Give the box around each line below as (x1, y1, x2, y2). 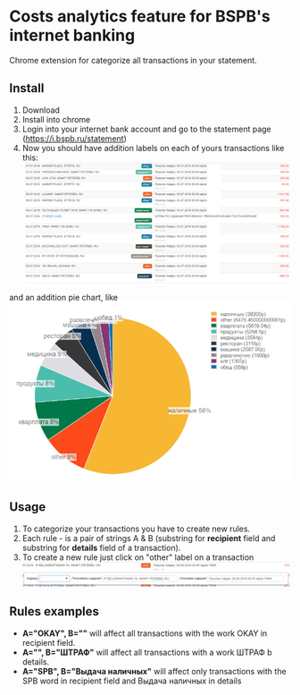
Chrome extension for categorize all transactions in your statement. (9, 55, 257, 65)
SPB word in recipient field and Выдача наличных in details (21, 675, 242, 686)
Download (21, 105, 61, 115)
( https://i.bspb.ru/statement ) (21, 132, 128, 144)
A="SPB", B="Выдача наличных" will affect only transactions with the (21, 665, 287, 676)
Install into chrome (21, 114, 91, 124)
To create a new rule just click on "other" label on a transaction (21, 552, 254, 563)
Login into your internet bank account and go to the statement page (21, 123, 272, 134)
